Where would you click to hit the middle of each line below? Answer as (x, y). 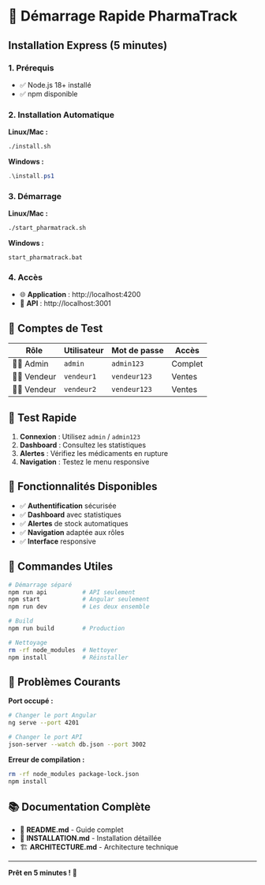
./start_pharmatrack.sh (47, 228)
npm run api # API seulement (72, 592)
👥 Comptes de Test (56, 328)
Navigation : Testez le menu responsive (84, 462)
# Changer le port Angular (52, 716)
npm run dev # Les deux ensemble (79, 607)
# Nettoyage (28, 642)
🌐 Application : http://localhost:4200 (80, 295)
